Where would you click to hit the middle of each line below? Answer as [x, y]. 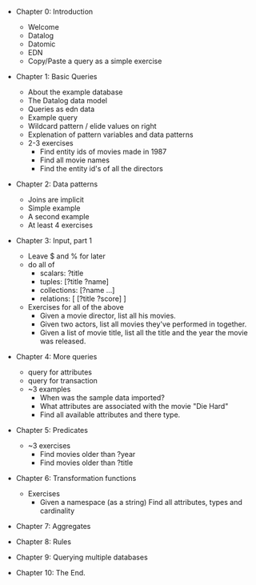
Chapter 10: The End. [50, 573]
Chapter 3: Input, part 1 [54, 240]
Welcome [44, 27]
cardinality [57, 511]
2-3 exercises [50, 143]
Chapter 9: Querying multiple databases [82, 557]
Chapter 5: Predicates [52, 430]
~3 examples [49, 389]
